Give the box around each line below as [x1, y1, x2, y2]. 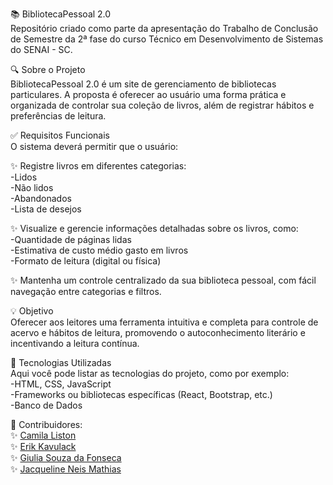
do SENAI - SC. [10, 44, 73, 55]
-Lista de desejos [10, 203, 82, 215]
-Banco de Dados [10, 399, 83, 411]
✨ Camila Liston [10, 429, 77, 441]
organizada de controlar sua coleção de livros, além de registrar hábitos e [10, 99, 315, 111]
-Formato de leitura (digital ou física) [10, 255, 162, 267]
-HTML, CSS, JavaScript [10, 378, 112, 390]
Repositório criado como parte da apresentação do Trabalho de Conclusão [10, 23, 319, 34]
